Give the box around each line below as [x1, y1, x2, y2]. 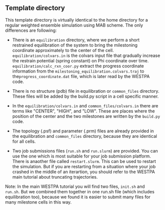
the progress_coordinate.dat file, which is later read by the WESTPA [12, 73, 150, 79]
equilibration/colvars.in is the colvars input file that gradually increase [12, 52, 161, 58]
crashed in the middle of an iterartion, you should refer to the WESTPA [12, 169, 155, 175]
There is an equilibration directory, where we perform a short [12, 37, 140, 43]
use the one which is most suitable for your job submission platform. [12, 153, 151, 159]
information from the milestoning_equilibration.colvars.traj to [12, 68, 144, 74]
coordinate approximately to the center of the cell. [12, 47, 114, 53]
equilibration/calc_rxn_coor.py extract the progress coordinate [12, 63, 144, 69]
